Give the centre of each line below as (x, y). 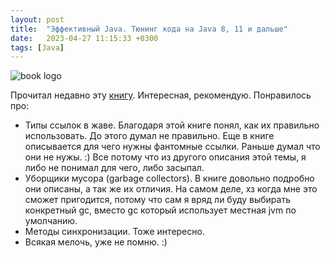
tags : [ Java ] (37, 47)
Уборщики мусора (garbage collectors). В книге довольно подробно (169, 178)
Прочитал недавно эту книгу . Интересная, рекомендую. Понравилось (161, 95)
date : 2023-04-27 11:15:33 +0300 (84, 38)
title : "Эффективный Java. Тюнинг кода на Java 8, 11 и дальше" (149, 29)
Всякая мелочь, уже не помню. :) (96, 242)
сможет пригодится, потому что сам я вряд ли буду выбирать (157, 200)
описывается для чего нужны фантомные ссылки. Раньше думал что (172, 147)
